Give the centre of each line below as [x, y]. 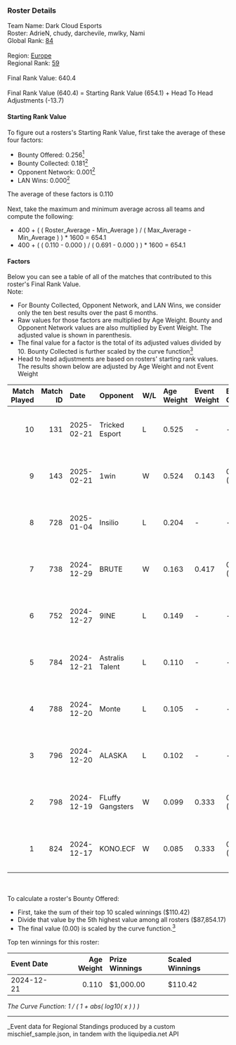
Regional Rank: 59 [33, 63]
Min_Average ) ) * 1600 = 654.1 [62, 238]
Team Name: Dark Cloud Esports [55, 26]
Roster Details [32, 11]
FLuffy [110, 797]
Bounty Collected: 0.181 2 [53, 162]
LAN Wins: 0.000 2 [44, 180]
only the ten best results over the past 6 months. [87, 313]
